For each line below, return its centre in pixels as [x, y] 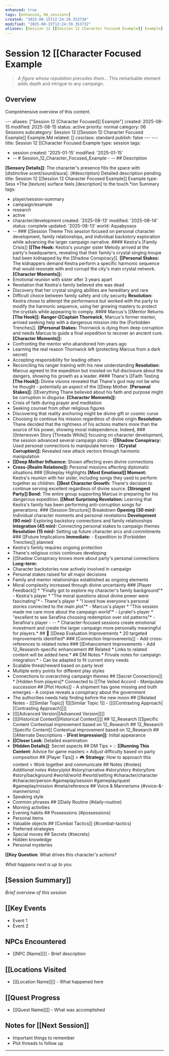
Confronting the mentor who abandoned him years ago [69, 344]
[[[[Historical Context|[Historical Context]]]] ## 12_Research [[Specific [85, 719]
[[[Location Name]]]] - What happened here [58, 982]
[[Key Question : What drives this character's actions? [61, 854]
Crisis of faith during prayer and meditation [57, 403]
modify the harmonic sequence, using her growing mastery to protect [84, 306]
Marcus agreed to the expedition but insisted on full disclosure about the [88, 370]
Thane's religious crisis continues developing [59, 552]
